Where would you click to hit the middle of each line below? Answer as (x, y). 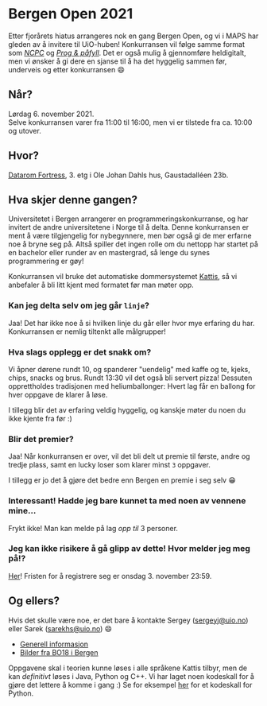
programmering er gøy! (46, 261)
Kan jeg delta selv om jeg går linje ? (79, 305)
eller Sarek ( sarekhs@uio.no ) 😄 (60, 628)
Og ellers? (34, 601)
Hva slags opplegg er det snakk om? (80, 352)
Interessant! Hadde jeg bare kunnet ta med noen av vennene (127, 501)
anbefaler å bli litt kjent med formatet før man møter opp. (101, 285)
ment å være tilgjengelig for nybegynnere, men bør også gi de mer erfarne (130, 236)
